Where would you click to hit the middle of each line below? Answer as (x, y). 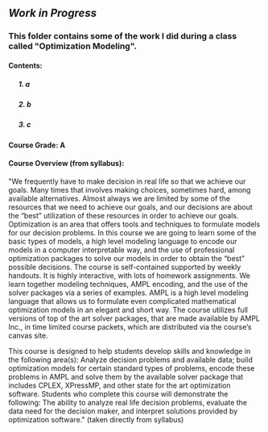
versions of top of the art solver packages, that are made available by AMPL (134, 318)
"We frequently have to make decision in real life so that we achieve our (127, 181)
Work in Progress (53, 13)
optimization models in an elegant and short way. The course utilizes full (128, 309)
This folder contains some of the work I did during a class (123, 36)
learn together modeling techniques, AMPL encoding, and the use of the (128, 284)
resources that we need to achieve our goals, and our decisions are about (131, 207)
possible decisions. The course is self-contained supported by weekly (125, 267)
